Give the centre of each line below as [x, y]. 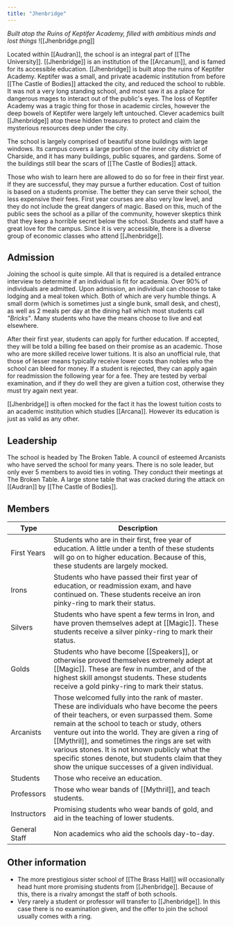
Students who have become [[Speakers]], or [126, 652]
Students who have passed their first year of [126, 578]
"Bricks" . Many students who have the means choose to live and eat [105, 318]
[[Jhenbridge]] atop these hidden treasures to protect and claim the [104, 120]
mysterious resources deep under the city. [68, 128]
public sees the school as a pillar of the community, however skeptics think [114, 214]
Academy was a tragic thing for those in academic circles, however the [109, 105]
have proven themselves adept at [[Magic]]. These [136, 623]
